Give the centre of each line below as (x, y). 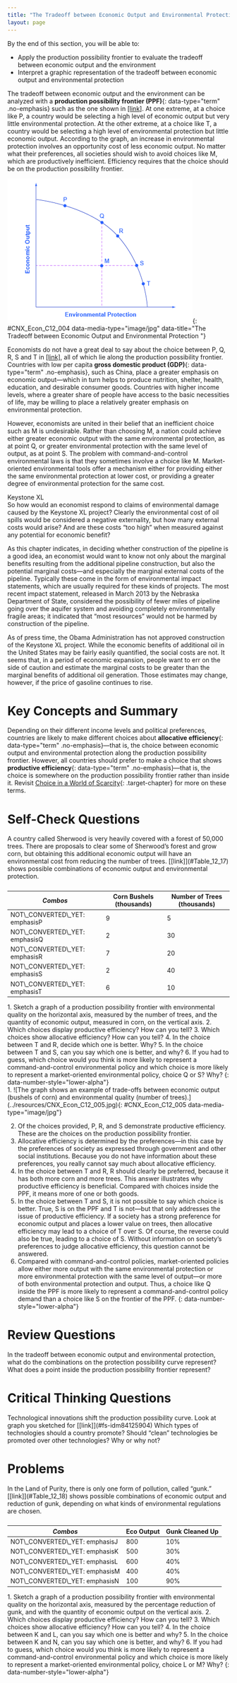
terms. (17, 791)
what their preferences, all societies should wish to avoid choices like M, (113, 154)
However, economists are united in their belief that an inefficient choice (111, 423)
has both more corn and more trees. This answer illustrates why (110, 1179)
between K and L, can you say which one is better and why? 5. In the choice (118, 1634)
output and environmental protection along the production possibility (107, 753)
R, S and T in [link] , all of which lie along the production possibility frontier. (115, 357)
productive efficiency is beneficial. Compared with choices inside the (118, 1186)
